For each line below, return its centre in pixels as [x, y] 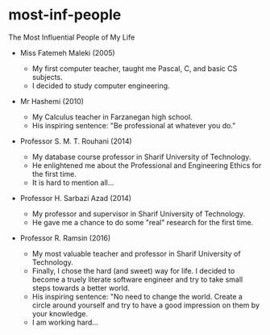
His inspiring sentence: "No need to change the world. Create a [137, 296]
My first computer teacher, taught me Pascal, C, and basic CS [135, 68]
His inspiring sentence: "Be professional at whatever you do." [134, 125]
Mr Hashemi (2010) [52, 101]
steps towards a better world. [81, 287]
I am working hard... [65, 322]
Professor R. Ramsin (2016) [65, 238]
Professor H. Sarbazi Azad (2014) [75, 198]
